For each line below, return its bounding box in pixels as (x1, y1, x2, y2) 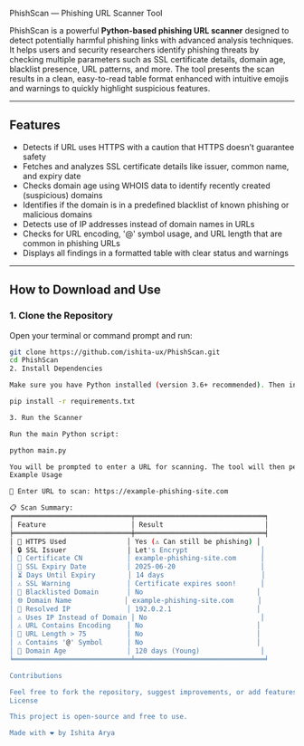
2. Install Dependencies (9, 364, 103, 374)
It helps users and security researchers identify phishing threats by (9, 44, 260, 55)
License (9, 696, 39, 705)
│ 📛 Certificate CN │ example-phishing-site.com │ (9, 554, 265, 563)
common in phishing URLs (22, 237, 120, 248)
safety (22, 151, 47, 162)
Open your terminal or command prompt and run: (9, 330, 193, 340)
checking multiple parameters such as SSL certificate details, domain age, (9, 54, 287, 64)
